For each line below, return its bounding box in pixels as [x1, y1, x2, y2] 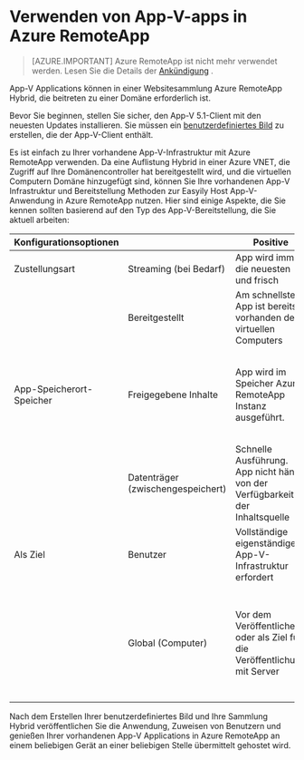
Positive [252, 236, 290, 248]
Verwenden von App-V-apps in [9, 6, 248, 27]
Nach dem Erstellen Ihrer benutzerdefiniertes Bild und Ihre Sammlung [9, 710, 269, 722]
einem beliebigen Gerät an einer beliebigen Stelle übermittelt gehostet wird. [9, 739, 291, 750]
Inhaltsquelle [234, 511, 290, 523]
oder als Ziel [234, 630, 288, 643]
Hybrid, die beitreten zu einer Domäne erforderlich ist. [9, 93, 211, 103]
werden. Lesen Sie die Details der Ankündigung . [31, 65, 214, 76]
